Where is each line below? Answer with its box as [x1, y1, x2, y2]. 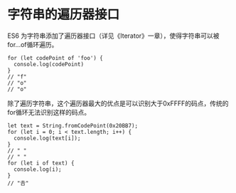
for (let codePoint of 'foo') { [7, 54, 103, 61]
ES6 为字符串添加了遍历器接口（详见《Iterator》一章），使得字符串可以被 [7, 31, 220, 40]
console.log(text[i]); [14, 135, 81, 142]
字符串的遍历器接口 [7, 6, 120, 23]
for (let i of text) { [7, 160, 75, 167]
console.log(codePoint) [14, 61, 84, 68]
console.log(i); [14, 165, 62, 173]
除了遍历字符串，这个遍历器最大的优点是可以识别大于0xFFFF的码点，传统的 [7, 99, 229, 108]
